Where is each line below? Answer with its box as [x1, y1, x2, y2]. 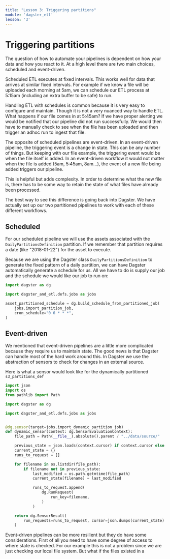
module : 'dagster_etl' [5, 12, 53, 17]
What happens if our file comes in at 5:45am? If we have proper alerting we [5, 113, 163, 120]
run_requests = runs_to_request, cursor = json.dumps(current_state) [23, 518, 165, 523]
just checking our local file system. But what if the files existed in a [5, 548, 145, 554]
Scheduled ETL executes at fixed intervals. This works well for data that [5, 76, 155, 82]
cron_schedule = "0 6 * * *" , [14, 310, 74, 315]
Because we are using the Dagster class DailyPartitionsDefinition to [5, 256, 153, 262]
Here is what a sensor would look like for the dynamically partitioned [5, 369, 149, 375]
